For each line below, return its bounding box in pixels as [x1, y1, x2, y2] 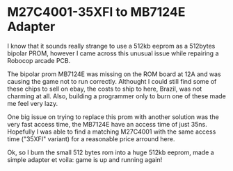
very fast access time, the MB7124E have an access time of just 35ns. [7, 120, 207, 128]
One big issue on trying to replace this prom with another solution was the [7, 112, 219, 121]
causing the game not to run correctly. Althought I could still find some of [7, 77, 217, 85]
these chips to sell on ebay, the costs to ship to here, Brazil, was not [7, 84, 202, 93]
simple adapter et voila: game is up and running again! [7, 155, 163, 163]
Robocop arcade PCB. [7, 56, 71, 64]
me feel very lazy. [7, 99, 58, 107]
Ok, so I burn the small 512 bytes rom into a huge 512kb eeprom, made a [7, 148, 214, 156]
